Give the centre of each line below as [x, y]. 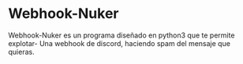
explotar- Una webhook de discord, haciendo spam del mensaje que [120, 43]
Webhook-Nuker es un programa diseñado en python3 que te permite [121, 35]
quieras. [21, 52]
